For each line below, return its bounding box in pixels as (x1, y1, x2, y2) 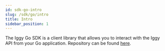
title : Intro (5, 16, 33, 21)
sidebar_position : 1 (5, 21, 49, 26)
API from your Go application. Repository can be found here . (5, 40, 132, 46)
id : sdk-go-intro (5, 7, 42, 12)
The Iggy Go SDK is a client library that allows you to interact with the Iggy (5, 35, 160, 41)
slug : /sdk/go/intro (5, 12, 49, 17)
